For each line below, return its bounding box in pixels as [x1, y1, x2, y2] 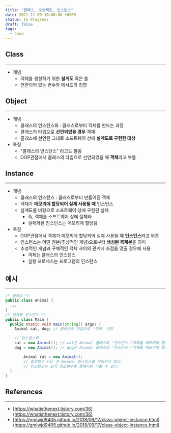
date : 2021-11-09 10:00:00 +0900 [5, 12, 76, 17]
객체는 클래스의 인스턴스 [27, 252, 76, 258]
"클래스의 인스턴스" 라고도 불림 [20, 147, 82, 154]
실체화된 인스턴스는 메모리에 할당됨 [27, 220, 98, 226]
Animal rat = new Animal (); [23, 354, 83, 360]
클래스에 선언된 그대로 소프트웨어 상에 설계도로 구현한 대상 [20, 135, 136, 141]
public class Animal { [5, 298, 53, 303]
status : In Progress [5, 17, 49, 22]
